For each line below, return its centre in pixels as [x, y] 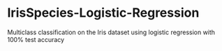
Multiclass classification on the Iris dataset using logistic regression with [111, 32]
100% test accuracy [36, 39]
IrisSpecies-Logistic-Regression [103, 13]
